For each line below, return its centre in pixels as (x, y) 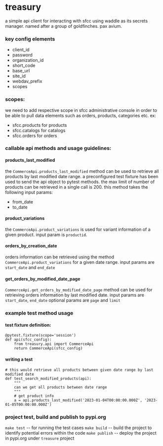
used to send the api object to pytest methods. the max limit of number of (80, 182)
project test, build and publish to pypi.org (56, 417)
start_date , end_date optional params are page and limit (63, 300)
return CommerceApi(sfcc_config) (48, 348)
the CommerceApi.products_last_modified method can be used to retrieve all (82, 171)
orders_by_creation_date (31, 246)
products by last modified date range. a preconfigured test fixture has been (82, 176)
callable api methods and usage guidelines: (58, 149)
